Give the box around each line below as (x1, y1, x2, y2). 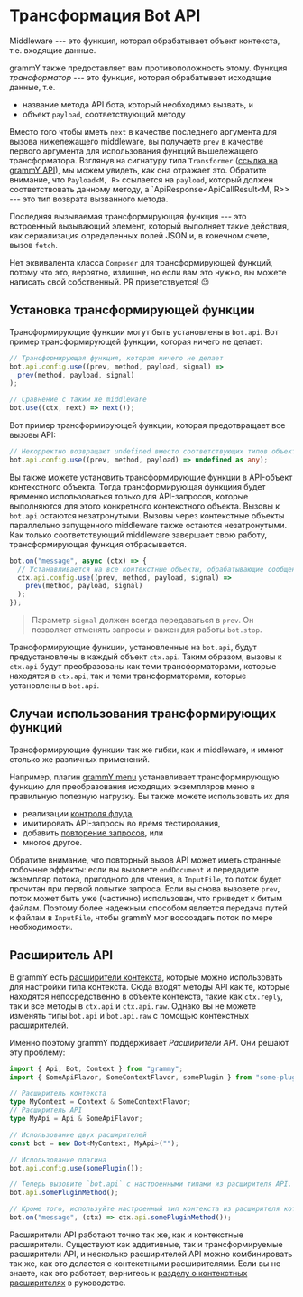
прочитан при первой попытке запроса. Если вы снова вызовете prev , (9, 882, 280, 894)
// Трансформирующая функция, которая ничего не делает (9, 353, 224, 362)
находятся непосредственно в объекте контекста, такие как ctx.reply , (9, 991, 284, 1002)
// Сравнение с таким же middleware (9, 395, 147, 405)
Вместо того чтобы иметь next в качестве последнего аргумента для (9, 126, 278, 136)
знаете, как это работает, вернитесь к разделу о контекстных (9, 1267, 248, 1278)
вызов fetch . (9, 239, 59, 250)
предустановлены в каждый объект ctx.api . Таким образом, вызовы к (9, 651, 282, 662)
